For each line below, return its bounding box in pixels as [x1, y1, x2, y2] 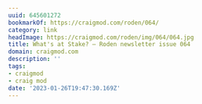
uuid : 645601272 [8, 11, 61, 20]
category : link [8, 26, 58, 34]
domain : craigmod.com [8, 48, 79, 56]
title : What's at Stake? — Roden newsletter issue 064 [8, 41, 191, 48]
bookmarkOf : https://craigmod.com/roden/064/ [8, 19, 159, 27]
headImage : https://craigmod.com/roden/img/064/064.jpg [8, 33, 194, 41]
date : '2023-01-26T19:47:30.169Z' [8, 84, 121, 92]
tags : [8, 63, 26, 70]
